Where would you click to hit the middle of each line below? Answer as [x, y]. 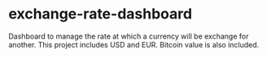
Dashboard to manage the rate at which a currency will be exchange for [129, 36]
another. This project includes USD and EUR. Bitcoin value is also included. [134, 44]
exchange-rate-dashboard [101, 14]
